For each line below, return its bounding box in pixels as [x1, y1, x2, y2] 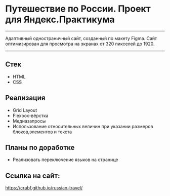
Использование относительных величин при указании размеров [12, 123, 153, 129]
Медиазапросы [12, 117, 46, 124]
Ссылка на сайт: [5, 171, 60, 180]
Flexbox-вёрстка [12, 112, 49, 119]
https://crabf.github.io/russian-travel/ [5, 185, 83, 191]
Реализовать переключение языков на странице [12, 156, 118, 163]
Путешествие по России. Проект [5, 3, 151, 15]
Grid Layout [12, 107, 37, 113]
